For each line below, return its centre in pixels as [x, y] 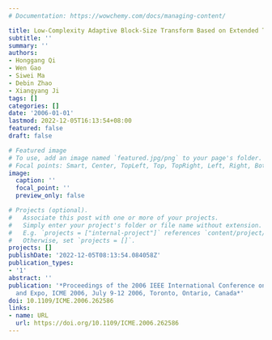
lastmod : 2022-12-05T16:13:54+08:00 [70, 121]
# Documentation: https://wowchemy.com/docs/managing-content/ [117, 16]
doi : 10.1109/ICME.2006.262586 [61, 300]
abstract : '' [30, 278]
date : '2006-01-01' [41, 113]
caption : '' [36, 181]
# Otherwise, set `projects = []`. [72, 240]
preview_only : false [50, 196]
